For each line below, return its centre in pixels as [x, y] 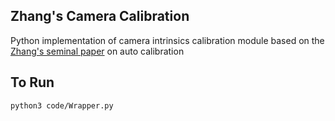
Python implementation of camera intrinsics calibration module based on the [167, 40]
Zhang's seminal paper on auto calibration [97, 51]
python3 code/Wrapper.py [62, 105]
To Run [32, 82]
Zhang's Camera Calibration [100, 16]
